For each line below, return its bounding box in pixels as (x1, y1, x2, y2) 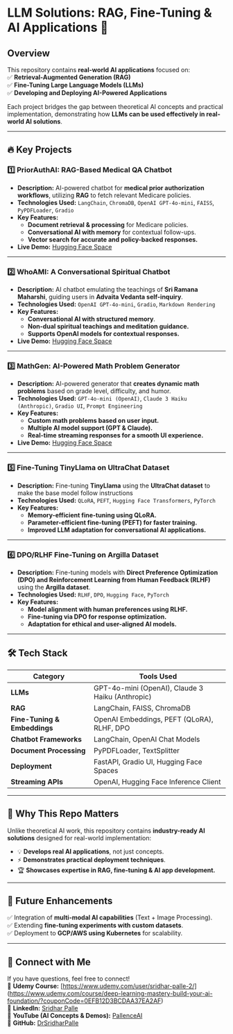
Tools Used (139, 672, 178, 681)
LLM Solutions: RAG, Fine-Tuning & (7, 5, 212, 21)
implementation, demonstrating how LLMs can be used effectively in (7, 110, 205, 118)
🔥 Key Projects (7, 144, 72, 156)
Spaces (93, 765, 119, 775)
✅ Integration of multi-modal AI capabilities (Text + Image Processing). (7, 913, 213, 922)
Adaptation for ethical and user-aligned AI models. (27, 619, 177, 628)
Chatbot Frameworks (10, 734, 82, 744)
